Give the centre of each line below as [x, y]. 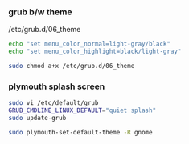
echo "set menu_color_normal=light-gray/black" [90, 44]
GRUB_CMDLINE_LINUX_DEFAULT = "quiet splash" [82, 110]
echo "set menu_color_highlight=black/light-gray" [95, 52]
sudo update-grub [37, 118]
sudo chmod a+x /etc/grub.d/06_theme [72, 66]
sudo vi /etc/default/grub [53, 103]
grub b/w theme [40, 12]
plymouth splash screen [57, 86]
